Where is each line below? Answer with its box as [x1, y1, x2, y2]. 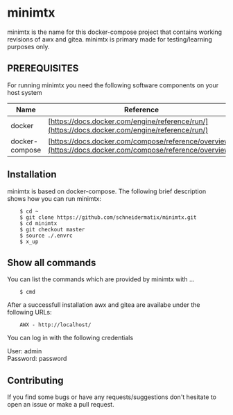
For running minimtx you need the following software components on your [7, 81, 219, 89]
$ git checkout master [19, 226, 85, 233]
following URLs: [7, 308, 52, 317]
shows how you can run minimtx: [7, 194, 102, 202]
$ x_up [19, 238, 39, 245]
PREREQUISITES [7, 62, 79, 74]
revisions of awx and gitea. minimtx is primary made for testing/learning [7, 35, 213, 43]
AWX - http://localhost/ [19, 321, 92, 328]
